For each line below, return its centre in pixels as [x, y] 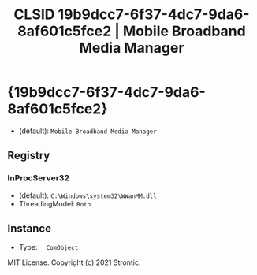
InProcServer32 [39, 178]
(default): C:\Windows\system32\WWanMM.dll [88, 195]
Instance [30, 229]
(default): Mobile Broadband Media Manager [88, 131]
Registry [29, 156]
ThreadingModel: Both [55, 203]
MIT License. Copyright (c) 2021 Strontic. [74, 262]
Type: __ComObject [48, 247]
